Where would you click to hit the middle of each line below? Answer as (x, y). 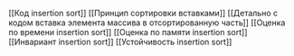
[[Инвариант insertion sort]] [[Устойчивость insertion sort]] (120, 42)
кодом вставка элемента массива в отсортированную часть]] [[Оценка (147, 23)
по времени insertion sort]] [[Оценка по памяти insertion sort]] (128, 32)
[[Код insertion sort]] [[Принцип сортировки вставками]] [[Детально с (143, 13)
